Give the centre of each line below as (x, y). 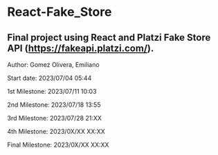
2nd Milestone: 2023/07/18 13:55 (54, 105)
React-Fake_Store (60, 12)
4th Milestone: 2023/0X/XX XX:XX (56, 131)
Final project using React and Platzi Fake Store (109, 38)
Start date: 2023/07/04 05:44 (49, 78)
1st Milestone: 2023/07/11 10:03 (52, 91)
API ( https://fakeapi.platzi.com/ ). (81, 48)
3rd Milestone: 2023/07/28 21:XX (55, 118)
